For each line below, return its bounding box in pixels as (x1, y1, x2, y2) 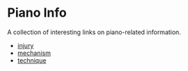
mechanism (17, 49, 51, 57)
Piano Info (7, 5, 68, 21)
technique (17, 56, 47, 64)
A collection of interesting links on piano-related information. (7, 28, 181, 36)
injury (17, 41, 34, 49)
